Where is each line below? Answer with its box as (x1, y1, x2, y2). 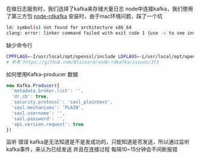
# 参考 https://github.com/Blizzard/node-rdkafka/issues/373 (6, 59, 160, 65)
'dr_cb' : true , (11, 94, 49, 100)
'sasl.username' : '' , (11, 110, 65, 116)
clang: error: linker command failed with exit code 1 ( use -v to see (6, 30, 185, 36)
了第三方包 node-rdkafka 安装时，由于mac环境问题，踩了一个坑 (6, 13, 162, 20)
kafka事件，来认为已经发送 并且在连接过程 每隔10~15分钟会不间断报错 (6, 145, 177, 153)
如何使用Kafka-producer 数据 (6, 70, 79, 78)
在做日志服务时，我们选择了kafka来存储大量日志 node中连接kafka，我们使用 (6, 5, 193, 12)
